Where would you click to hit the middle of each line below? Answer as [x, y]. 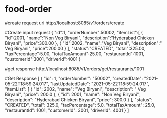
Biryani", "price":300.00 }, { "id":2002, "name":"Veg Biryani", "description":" [84, 43]
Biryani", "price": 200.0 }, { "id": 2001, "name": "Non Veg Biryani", [73, 94]
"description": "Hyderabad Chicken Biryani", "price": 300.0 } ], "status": [79, 99]
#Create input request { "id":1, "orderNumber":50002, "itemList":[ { [74, 32]
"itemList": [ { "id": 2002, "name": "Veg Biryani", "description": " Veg [76, 89]
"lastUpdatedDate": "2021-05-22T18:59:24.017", [100, 84]
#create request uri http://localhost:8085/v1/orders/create [65, 23]
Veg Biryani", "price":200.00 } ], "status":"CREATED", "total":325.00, [75, 48]
